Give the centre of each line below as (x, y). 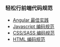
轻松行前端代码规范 (29, 8)
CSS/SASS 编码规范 (34, 33)
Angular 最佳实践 (31, 20)
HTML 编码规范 (29, 39)
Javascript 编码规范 (34, 27)
